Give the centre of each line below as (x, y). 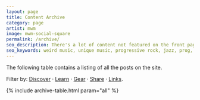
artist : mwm (21, 28)
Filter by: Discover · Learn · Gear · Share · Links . (65, 79)
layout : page (22, 12)
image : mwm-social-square (38, 34)
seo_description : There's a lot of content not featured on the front (96, 45)
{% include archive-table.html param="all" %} (62, 90)
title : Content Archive (36, 17)
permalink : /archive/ (33, 39)
